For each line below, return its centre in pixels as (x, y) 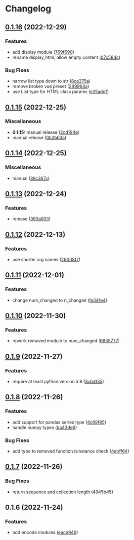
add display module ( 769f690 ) (43, 52)
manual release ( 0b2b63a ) (39, 137)
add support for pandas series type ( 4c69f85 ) (59, 422)
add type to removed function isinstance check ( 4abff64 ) (71, 451)
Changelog (28, 9)
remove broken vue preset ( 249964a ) (51, 86)
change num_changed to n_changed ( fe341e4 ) (60, 300)
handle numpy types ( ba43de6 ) (45, 427)
